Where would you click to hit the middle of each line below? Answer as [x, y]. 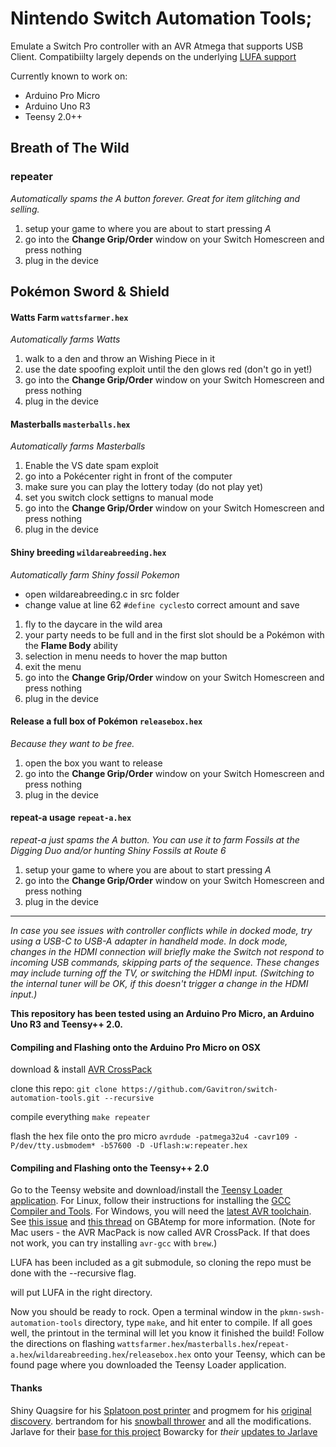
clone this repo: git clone [64, 1089]
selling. [25, 209]
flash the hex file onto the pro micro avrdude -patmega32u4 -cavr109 [150, 1136]
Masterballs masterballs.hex [70, 424]
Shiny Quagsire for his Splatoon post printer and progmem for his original [161, 1410]
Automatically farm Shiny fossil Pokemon [95, 574]
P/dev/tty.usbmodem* [53, 1146]
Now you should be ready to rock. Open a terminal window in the [144, 1312]
